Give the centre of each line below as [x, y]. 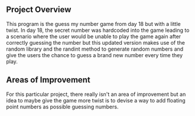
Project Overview [39, 10]
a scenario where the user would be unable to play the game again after [94, 36]
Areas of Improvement [48, 80]
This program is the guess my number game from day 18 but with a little [94, 24]
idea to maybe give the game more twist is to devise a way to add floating [96, 100]
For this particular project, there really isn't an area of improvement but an [96, 94]
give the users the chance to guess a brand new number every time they [95, 55]
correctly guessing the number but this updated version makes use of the [95, 42]
